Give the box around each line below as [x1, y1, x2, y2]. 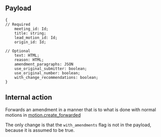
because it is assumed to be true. [5, 127, 75, 133]
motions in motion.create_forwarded [5, 112, 81, 118]
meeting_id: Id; [14, 26, 49, 31]
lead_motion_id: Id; [14, 35, 58, 40]
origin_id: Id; [14, 39, 47, 44]
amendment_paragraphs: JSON [14, 62, 73, 67]
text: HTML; [14, 53, 39, 58]
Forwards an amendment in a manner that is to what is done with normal [5, 106, 156, 113]
